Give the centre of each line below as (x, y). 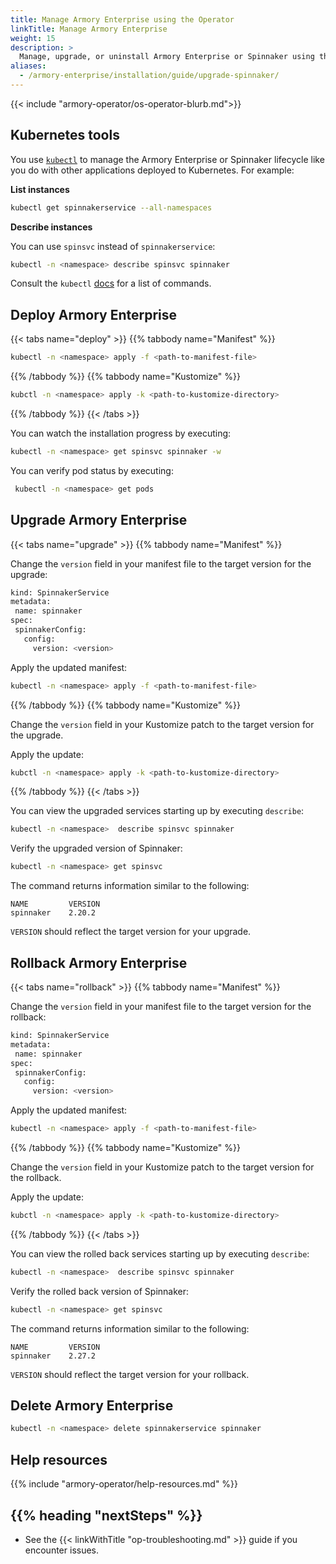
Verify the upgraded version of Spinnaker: (96, 848)
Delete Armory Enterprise (92, 1406)
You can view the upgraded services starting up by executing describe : (157, 811)
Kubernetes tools (65, 135)
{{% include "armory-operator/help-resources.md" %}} (124, 1484)
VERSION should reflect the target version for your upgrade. (131, 932)
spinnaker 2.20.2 (53, 913)
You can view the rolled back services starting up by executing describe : (160, 1253)
